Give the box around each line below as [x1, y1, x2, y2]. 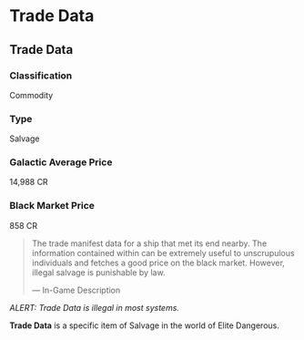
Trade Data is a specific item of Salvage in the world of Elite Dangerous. [9, 320, 279, 331]
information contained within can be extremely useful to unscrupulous [31, 247, 295, 258]
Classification [9, 69, 73, 82]
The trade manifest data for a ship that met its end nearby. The [31, 238, 268, 249]
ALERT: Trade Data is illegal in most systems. [9, 302, 180, 313]
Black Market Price [9, 200, 96, 212]
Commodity [9, 89, 54, 100]
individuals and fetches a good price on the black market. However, [31, 257, 285, 268]
